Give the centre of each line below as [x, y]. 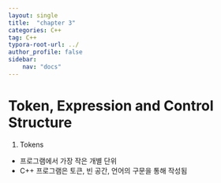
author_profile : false [45, 52]
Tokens [32, 144]
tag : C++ [22, 37]
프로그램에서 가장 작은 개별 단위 [68, 161]
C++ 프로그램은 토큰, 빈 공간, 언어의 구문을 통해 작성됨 [103, 170]
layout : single [33, 15]
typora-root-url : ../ [44, 45]
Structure [40, 122]
